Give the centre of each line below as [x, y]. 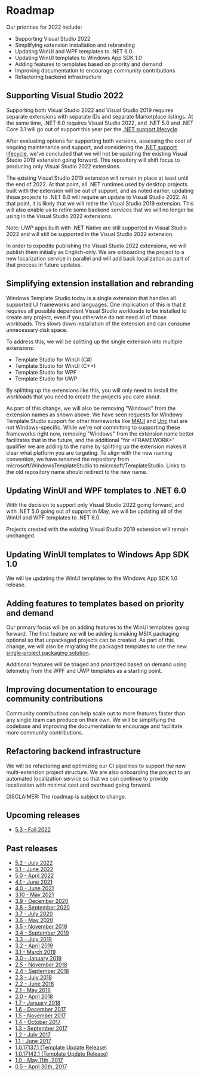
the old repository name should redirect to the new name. [77, 471]
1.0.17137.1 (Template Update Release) [61, 1048]
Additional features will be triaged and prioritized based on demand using [96, 664]
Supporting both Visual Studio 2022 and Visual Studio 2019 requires [90, 110]
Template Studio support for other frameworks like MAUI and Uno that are [97, 421]
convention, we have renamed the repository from [68, 459]
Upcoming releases [43, 815]
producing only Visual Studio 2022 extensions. [64, 166]
